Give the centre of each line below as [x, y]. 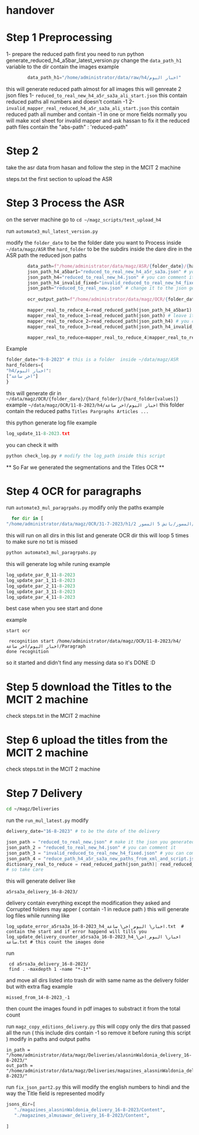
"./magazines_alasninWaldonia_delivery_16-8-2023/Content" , [90, 1110]
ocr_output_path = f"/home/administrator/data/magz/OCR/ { [98, 299]
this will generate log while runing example [58, 564]
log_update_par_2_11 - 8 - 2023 [41, 586]
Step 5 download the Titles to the [89, 687]
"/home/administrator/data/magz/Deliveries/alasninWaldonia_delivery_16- [99, 1055]
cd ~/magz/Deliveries [33, 809]
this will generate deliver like [41, 881]
